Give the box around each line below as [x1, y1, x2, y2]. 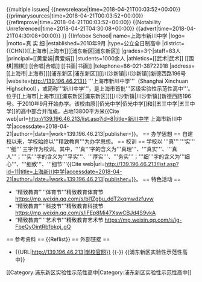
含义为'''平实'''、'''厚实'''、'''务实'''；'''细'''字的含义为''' [46, 153, 185, 160]
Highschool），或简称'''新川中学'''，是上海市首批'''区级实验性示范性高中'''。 [6, 85, 194, 92]
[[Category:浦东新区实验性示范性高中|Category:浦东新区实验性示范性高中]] [6, 269, 192, 276]
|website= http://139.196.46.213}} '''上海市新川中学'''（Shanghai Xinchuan [6, 77, 189, 85]
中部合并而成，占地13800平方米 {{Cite [26, 107, 119, 115]
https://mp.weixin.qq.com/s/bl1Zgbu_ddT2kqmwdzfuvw [14, 195, 154, 202]
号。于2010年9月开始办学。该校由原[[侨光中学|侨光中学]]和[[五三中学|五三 [6, 100, 190, 107]
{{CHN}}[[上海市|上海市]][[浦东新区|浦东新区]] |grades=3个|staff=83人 [6, 47, 181, 54]
